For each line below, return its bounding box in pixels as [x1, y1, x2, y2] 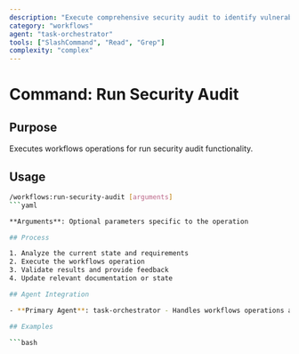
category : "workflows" [9, 21, 93, 30]
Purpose [9, 119, 58, 134]
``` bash [9, 338, 38, 347]
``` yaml [9, 201, 38, 210]
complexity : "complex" [9, 46, 93, 55]
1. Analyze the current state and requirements [9, 249, 190, 258]
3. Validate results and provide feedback [9, 266, 169, 275]
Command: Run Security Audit [9, 84, 239, 105]
